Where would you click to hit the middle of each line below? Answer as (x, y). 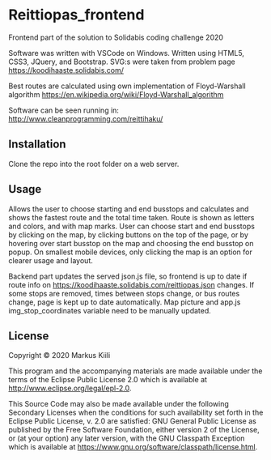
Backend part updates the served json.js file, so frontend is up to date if (128, 276)
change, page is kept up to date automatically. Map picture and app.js (125, 302)
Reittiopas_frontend (76, 15)
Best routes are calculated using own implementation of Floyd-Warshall (127, 86)
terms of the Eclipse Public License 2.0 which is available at (108, 380)
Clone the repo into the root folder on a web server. (94, 164)
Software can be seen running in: (64, 110)
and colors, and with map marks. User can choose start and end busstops (131, 226)
